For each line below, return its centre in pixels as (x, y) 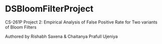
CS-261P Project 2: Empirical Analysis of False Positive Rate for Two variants (81, 22)
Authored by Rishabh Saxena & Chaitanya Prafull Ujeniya (61, 36)
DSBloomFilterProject (49, 9)
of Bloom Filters (21, 27)
